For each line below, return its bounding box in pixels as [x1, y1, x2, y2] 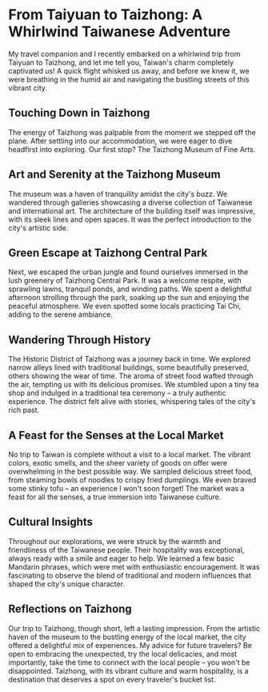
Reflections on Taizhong [8, 602, 132, 616]
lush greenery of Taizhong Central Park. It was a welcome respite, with [8, 276, 242, 286]
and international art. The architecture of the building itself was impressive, [8, 206, 256, 215]
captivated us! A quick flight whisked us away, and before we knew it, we [8, 66, 250, 75]
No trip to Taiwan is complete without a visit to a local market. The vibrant [8, 450, 251, 459]
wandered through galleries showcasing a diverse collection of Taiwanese [8, 198, 253, 207]
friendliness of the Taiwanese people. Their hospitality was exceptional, [8, 545, 245, 554]
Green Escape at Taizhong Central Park [8, 246, 208, 259]
